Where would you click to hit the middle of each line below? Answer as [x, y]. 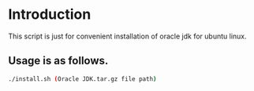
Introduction [50, 15]
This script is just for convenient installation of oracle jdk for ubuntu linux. [127, 36]
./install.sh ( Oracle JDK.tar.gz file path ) [82, 79]
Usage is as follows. [58, 61]
